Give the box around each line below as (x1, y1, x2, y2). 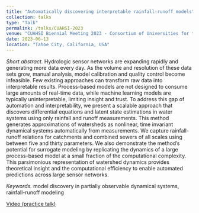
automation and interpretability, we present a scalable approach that (6, 102, 173, 109)
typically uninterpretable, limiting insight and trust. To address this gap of (6, 95, 185, 102)
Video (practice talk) (6, 200, 56, 207)
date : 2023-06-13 (6, 36, 49, 42)
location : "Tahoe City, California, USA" (6, 42, 110, 48)
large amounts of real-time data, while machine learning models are (6, 89, 172, 96)
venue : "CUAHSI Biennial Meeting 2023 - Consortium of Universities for (6, 31, 190, 37)
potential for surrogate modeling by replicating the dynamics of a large (6, 146, 179, 153)
